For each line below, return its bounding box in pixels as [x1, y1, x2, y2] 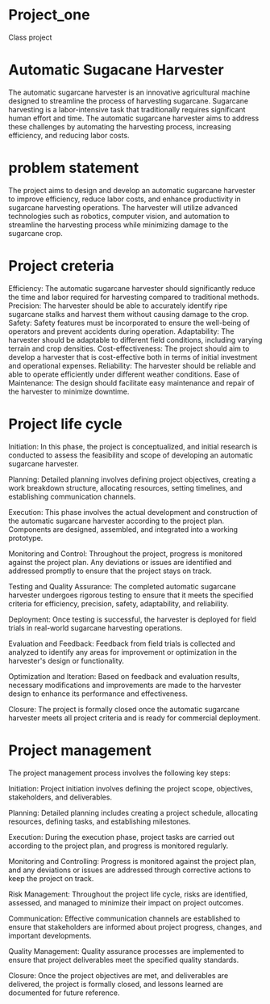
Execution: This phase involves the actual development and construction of [8, 507, 258, 517]
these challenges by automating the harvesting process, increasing [8, 121, 231, 131]
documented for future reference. [8, 988, 120, 998]
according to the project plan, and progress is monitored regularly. [8, 841, 229, 850]
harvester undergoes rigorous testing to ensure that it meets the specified [8, 590, 254, 600]
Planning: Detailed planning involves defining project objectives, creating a [8, 475, 256, 484]
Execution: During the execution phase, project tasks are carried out [8, 832, 235, 842]
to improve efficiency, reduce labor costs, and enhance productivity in [8, 194, 242, 204]
